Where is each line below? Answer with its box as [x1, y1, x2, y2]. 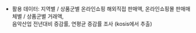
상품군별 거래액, [26, 13, 64, 20]
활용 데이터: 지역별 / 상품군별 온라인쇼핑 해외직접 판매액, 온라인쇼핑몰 [11, 5, 174, 12]
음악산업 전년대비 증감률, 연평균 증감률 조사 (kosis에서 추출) [11, 20, 152, 27]
